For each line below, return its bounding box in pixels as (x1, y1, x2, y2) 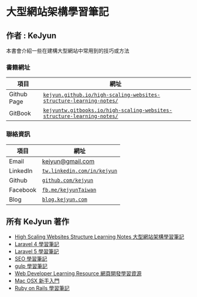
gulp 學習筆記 (14, 262, 48, 270)
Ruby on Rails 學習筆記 (14, 285, 70, 292)
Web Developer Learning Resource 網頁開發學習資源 (14, 270, 142, 277)
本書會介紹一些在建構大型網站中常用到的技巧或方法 (6, 48, 130, 54)
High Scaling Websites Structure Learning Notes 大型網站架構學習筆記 (14, 233, 185, 241)
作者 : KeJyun (6, 31, 57, 41)
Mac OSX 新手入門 (14, 277, 60, 285)
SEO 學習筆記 (14, 255, 47, 262)
